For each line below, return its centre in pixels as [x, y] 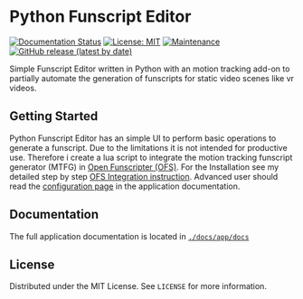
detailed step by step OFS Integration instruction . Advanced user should [144, 176]
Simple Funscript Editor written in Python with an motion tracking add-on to [150, 69]
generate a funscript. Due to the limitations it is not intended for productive [148, 147]
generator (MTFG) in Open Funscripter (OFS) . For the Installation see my [144, 167]
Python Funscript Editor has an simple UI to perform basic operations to [143, 138]
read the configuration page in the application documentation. [125, 186]
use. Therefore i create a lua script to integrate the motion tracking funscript [151, 157]
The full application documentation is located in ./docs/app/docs [129, 236]
